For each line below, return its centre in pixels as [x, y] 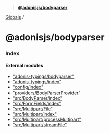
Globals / [15, 17]
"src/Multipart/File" [33, 109]
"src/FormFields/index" [37, 104]
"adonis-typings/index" [37, 82]
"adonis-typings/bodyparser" [43, 77]
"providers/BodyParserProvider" [46, 93]
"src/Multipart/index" [35, 114]
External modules [24, 65]
